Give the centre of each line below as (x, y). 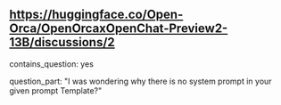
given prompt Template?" (56, 90)
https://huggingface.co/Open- (96, 15)
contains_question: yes (51, 64)
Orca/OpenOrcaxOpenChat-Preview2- (119, 29)
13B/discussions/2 (62, 42)
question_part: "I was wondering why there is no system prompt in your (140, 81)
